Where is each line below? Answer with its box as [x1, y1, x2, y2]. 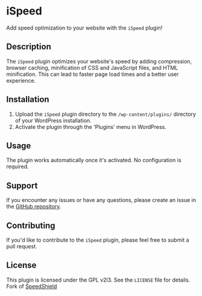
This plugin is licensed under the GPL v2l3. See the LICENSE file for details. [6, 276, 191, 283]
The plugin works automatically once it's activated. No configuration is [6, 157, 182, 164]
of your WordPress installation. [14, 116, 92, 124]
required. [6, 163, 29, 170]
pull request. [6, 243, 37, 250]
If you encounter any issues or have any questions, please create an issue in [6, 197, 196, 204]
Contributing [6, 220, 55, 230]
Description [6, 42, 51, 52]
